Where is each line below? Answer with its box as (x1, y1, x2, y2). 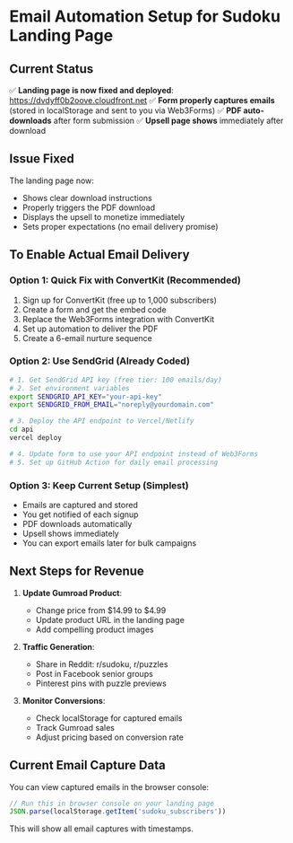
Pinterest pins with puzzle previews (35, 678, 168, 689)
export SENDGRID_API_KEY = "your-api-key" (9, 392, 163, 401)
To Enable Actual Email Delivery (9, 247, 190, 262)
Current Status (9, 61, 94, 76)
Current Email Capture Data (9, 758, 166, 773)
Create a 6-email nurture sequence (22, 332, 152, 343)
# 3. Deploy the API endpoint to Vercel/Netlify (9, 417, 194, 426)
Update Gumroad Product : (22, 587, 123, 598)
